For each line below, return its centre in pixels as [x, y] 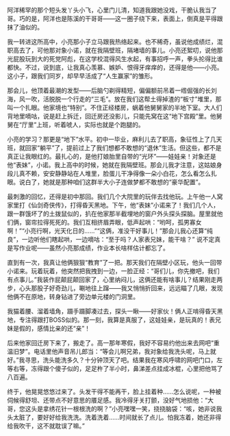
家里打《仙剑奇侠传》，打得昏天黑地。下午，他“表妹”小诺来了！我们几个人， [113, 205]
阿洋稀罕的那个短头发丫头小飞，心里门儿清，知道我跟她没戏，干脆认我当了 [112, 10]
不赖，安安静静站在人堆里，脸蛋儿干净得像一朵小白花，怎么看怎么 [118, 174]
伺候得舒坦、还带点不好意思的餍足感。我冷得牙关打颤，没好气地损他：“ [107, 400]
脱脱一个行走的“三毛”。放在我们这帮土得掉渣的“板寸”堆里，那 [135, 99]
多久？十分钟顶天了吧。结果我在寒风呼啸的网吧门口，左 [145, 360]
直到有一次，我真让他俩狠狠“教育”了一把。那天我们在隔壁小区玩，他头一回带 [115, 262]
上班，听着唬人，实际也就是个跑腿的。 [91, 125]
